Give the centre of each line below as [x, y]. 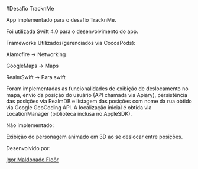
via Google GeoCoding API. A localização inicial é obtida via [79, 108]
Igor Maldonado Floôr [33, 160]
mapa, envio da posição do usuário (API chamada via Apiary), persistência [97, 95]
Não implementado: [30, 125]
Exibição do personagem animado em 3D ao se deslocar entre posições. [95, 136]
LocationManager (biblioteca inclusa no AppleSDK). [69, 114]
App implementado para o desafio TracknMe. [61, 20]
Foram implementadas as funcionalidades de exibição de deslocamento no [97, 89]
